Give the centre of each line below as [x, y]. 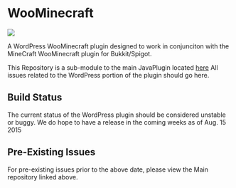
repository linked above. [43, 177]
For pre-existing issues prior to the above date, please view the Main [108, 169]
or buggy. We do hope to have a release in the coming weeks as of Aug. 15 [117, 122]
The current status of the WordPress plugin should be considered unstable [117, 115]
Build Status [35, 98]
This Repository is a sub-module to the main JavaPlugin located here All [113, 67]
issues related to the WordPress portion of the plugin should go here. [108, 75]
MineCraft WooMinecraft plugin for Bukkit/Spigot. [80, 53]
